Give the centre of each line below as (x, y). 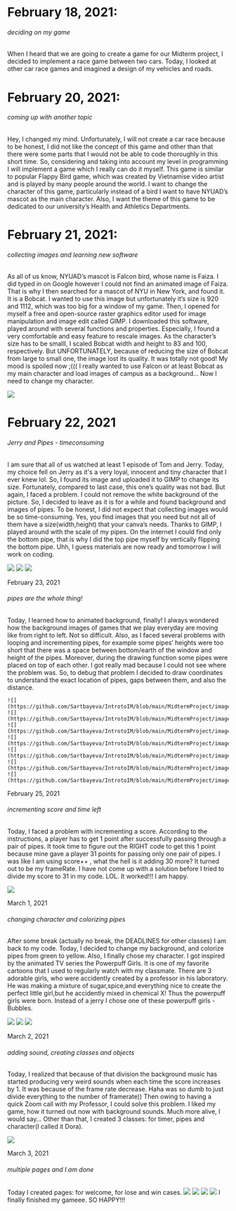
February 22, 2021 (61, 423)
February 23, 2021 (34, 582)
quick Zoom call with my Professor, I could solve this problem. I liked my (112, 1104)
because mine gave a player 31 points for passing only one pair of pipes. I (114, 854)
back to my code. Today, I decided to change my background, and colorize (116, 949)
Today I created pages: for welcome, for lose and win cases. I (114, 1192)
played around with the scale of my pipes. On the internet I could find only (114, 531)
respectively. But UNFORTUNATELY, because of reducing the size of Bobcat (118, 351)
